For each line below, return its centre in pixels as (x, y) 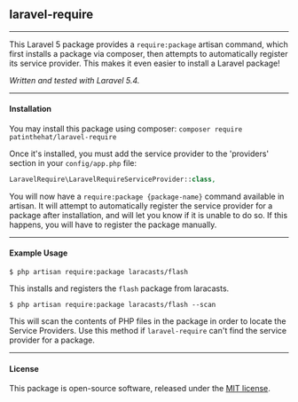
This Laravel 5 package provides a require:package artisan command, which (149, 44)
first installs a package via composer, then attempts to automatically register (149, 53)
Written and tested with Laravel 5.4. (74, 80)
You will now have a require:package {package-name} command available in (147, 196)
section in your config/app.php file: (73, 163)
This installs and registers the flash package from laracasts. (119, 288)
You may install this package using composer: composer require (126, 129)
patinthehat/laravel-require (63, 138)
